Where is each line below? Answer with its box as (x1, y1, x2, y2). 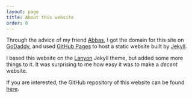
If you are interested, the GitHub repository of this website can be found (6, 79, 185, 86)
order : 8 (6, 20, 28, 26)
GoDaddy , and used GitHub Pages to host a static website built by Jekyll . (6, 43, 188, 50)
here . (6, 85, 19, 93)
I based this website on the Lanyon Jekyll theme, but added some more (6, 55, 184, 62)
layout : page (6, 8, 39, 15)
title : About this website (6, 14, 74, 20)
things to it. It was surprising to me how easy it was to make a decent (6, 61, 178, 68)
